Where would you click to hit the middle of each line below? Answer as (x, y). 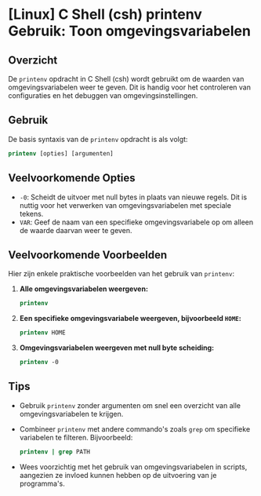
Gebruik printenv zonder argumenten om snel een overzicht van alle (130, 405)
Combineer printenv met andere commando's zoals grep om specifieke (135, 429)
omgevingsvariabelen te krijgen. (71, 414)
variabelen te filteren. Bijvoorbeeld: (76, 437)
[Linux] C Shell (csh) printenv (105, 15)
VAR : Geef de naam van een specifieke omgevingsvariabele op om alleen (136, 222)
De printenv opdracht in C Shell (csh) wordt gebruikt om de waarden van (126, 79)
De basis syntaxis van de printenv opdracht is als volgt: (98, 139)
